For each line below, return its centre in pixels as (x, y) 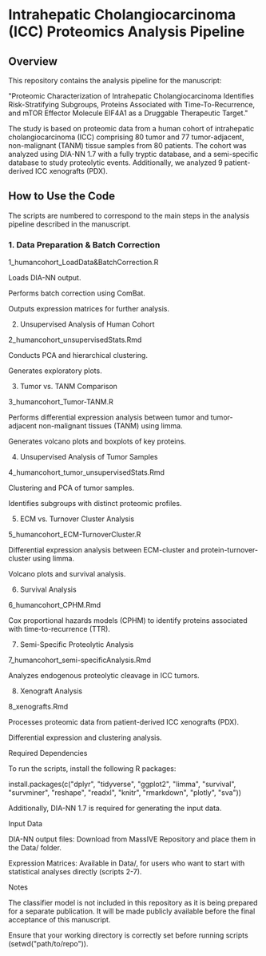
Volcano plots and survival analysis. (67, 574)
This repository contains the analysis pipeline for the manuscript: (115, 80)
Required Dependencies (48, 753)
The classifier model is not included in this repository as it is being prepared (133, 903)
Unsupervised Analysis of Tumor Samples (89, 457)
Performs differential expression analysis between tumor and (109, 417)
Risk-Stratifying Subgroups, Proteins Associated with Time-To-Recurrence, (132, 104)
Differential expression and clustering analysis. (85, 737)
